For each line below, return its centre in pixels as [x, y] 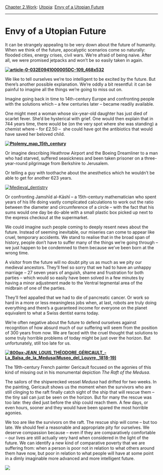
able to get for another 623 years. [39, 178]
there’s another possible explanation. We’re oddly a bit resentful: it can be [78, 84]
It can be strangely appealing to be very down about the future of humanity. [81, 45]
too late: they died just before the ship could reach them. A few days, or [77, 402]
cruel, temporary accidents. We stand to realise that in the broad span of [78, 237]
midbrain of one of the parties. [35, 288]
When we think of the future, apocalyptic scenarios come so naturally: [75, 50]
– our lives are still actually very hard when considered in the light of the [77, 438]
